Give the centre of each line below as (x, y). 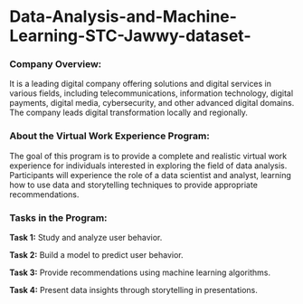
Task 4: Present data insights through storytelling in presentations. (133, 290)
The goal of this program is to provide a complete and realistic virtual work (148, 156)
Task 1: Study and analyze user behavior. (86, 238)
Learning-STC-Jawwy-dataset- (130, 36)
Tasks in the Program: (58, 217)
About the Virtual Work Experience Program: (109, 136)
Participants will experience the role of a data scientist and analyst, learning (151, 175)
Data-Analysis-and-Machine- (123, 17)
